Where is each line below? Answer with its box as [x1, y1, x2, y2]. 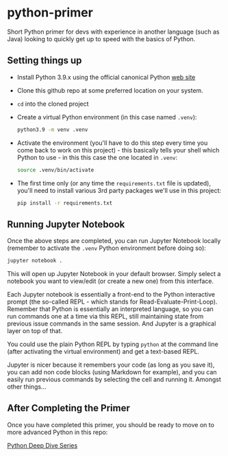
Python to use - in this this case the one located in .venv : [16, 153, 178, 161]
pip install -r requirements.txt [16, 199, 113, 207]
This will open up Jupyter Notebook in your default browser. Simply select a [7, 270, 221, 278]
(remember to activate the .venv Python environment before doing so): [7, 244, 207, 252]
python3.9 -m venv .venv [16, 126, 88, 133]
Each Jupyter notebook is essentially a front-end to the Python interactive [7, 290, 216, 299]
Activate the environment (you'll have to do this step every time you [16, 139, 208, 147]
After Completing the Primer [7, 402, 130, 414]
